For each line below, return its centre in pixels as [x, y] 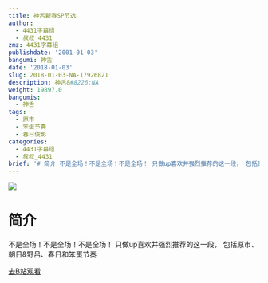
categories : [28, 141]
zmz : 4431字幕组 [33, 45]
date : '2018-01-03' [41, 68]
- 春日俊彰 [31, 134]
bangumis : [25, 97]
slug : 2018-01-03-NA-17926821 [59, 75]
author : [21, 23]
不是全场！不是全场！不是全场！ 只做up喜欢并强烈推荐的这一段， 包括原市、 [133, 245]
